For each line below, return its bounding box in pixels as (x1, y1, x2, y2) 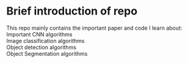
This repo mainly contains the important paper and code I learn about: (6, 24, 183, 31)
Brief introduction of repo (6, 4, 138, 18)
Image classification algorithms (6, 37, 85, 44)
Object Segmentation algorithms (6, 50, 88, 57)
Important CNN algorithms (6, 30, 73, 38)
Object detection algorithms (6, 44, 76, 51)
